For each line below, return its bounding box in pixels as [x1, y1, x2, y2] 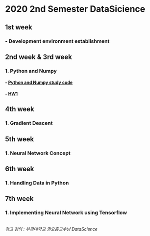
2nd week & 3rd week [5, 52, 72, 61]
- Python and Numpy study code [5, 79, 73, 85]
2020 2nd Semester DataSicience [5, 3, 146, 15]
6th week [5, 165, 34, 173]
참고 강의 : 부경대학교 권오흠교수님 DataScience [5, 226, 98, 232]
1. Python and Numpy [5, 67, 57, 74]
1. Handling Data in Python [5, 179, 69, 186]
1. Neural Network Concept [5, 150, 71, 157]
